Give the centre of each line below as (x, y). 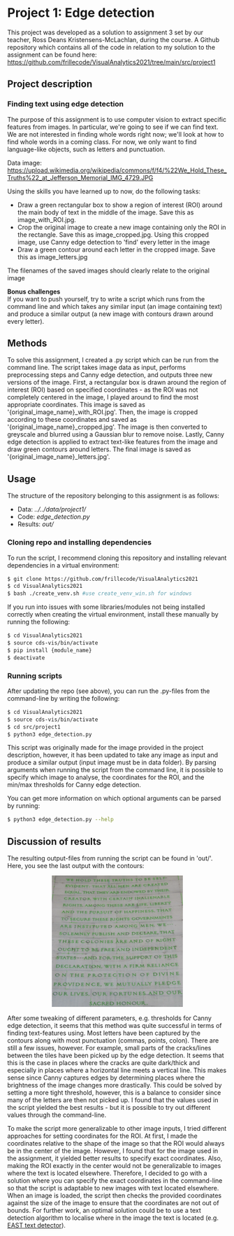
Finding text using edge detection (66, 104)
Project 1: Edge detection (81, 13)
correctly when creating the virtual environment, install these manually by (113, 614)
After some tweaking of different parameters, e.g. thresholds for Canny (109, 1018)
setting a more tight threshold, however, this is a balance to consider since (114, 1093)
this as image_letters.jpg (52, 256)
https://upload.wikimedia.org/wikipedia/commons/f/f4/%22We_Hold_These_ (117, 170)
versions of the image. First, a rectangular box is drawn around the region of (117, 383)
